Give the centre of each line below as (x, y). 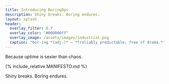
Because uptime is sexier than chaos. (44, 56)
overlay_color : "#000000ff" (39, 33)
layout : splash (21, 19)
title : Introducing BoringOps (37, 10)
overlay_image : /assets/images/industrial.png (59, 38)
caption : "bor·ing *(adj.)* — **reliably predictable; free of (77, 42)
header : (13, 24)
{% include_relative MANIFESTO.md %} (46, 66)
